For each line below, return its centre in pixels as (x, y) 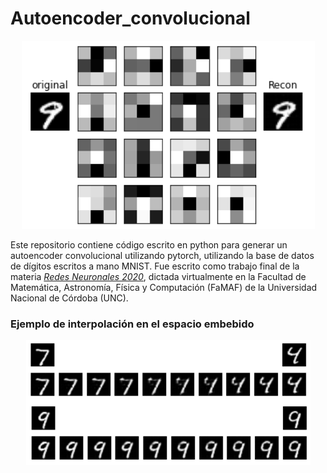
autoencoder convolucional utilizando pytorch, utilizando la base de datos (162, 255)
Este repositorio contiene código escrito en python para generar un (149, 244)
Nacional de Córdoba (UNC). (69, 298)
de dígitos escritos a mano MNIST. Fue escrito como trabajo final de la (155, 266)
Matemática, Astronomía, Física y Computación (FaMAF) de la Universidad (164, 287)
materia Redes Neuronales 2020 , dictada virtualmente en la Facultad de (158, 276)
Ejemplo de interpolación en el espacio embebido (132, 324)
